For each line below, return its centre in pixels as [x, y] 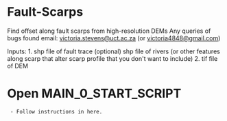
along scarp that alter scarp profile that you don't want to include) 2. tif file [112, 58]
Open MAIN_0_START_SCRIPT [94, 94]
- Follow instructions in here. [56, 111]
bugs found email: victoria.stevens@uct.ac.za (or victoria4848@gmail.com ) [114, 38]
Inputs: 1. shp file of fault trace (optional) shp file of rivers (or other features [114, 51]
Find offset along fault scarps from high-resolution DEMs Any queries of [109, 31]
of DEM [18, 66]
